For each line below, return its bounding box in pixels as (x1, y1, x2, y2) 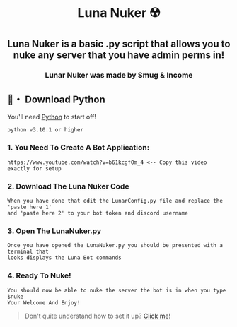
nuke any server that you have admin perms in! (13, 49, 225, 61)
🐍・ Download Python (7, 93, 105, 105)
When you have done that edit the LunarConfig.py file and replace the (7, 197, 223, 204)
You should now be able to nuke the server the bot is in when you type (7, 287, 226, 294)
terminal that (7, 248, 50, 256)
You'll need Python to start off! (7, 113, 97, 121)
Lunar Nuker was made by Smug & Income (45, 70, 193, 80)
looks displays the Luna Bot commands (7, 254, 122, 261)
